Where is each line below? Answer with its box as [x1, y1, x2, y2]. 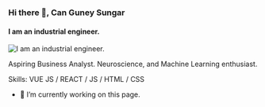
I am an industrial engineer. [8, 27, 101, 36]
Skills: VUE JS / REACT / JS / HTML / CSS [8, 75, 145, 84]
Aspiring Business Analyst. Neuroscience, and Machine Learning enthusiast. [8, 59, 258, 69]
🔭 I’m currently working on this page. [19, 90, 140, 99]
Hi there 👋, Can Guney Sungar [8, 7, 125, 18]
